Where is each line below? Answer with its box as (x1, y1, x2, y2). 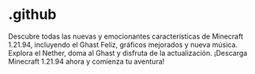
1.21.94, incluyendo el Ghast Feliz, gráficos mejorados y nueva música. (8, 39, 238, 49)
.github (8, 6, 57, 24)
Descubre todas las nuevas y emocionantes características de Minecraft (8, 31, 243, 41)
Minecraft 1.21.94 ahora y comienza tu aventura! (8, 57, 165, 66)
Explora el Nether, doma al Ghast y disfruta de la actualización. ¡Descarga (8, 48, 248, 57)
